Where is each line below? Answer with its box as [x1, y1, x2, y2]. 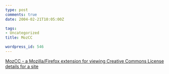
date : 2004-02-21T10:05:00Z [5, 17, 65, 22]
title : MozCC [5, 35, 33, 40]
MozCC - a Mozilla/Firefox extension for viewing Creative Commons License [5, 58, 164, 64]
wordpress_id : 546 [5, 44, 44, 49]
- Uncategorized [5, 31, 39, 36]
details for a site [5, 63, 39, 69]
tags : [5, 26, 17, 31]
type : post [5, 7, 28, 13]
